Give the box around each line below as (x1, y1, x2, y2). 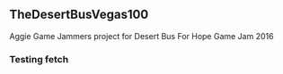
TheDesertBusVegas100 (9, 7, 149, 22)
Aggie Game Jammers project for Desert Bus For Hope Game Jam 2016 (9, 30, 274, 41)
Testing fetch (9, 53, 69, 65)
